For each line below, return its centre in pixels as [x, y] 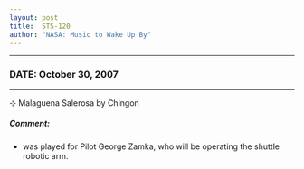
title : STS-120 [40, 26]
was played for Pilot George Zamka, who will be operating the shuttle [151, 146]
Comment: [30, 124]
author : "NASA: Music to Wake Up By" [81, 34]
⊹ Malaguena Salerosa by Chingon [75, 103]
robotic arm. [45, 155]
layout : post [34, 18]
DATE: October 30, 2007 [64, 75]
